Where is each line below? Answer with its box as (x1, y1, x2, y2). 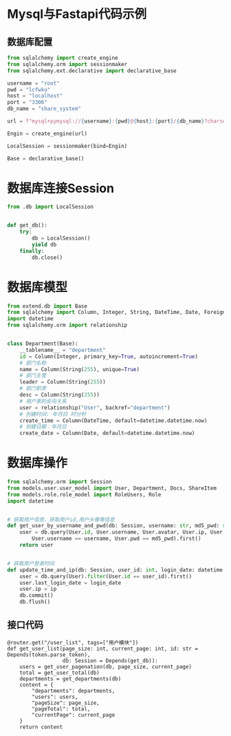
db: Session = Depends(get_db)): (62, 657, 158, 664)
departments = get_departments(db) (19, 675, 122, 682)
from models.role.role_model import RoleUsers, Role (7, 491, 162, 498)
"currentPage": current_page (32, 711, 115, 718)
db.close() (32, 254, 63, 261)
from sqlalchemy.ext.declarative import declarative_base (7, 67, 177, 74)
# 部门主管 (19, 372, 47, 379)
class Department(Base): (7, 340, 78, 347)
